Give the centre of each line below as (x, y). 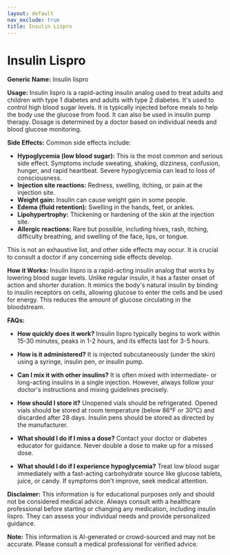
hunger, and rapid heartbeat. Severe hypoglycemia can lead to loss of (116, 171)
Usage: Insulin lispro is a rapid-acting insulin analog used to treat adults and (115, 93)
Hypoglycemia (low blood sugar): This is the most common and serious (120, 156)
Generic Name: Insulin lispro (48, 79)
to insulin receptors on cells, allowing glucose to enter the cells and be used (115, 293)
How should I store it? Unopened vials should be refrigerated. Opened (117, 403)
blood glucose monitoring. (44, 129)
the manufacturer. (42, 425)
